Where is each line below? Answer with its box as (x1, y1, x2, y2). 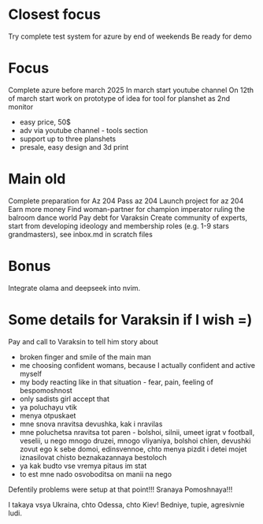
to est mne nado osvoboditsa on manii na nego (19, 469, 172, 478)
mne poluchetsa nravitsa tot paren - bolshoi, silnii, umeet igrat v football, (19, 427, 255, 437)
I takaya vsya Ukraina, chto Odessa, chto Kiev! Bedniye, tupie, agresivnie (8, 500, 245, 509)
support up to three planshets (19, 134, 117, 143)
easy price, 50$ (19, 117, 71, 127)
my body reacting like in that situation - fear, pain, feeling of (19, 377, 214, 387)
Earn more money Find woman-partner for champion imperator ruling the (8, 204, 246, 214)
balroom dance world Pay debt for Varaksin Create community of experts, (8, 213, 248, 222)
